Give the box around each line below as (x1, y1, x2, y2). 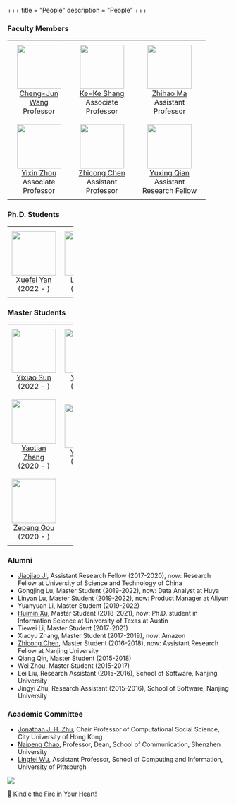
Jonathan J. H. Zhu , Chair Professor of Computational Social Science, (17, 725, 220, 734)
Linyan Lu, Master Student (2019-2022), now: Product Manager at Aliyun (17, 594, 229, 603)
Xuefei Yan (15, 275, 52, 285)
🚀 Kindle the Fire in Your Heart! (7, 789, 97, 798)
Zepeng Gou (13, 522, 55, 532)
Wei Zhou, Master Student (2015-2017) (17, 662, 130, 670)
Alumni (7, 555, 33, 565)
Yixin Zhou (20, 168, 57, 178)
